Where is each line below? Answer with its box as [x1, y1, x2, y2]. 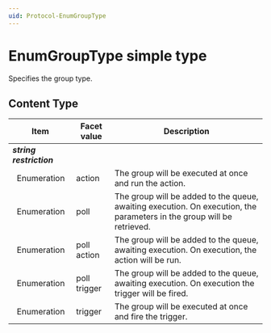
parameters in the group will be [114, 211, 232, 222]
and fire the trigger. [114, 311, 188, 322]
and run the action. [114, 178, 186, 189]
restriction [12, 154, 54, 166]
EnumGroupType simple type [8, 46, 207, 65]
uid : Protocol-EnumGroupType [8, 11, 106, 20]
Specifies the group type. [8, 74, 93, 83]
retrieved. [114, 221, 151, 233]
